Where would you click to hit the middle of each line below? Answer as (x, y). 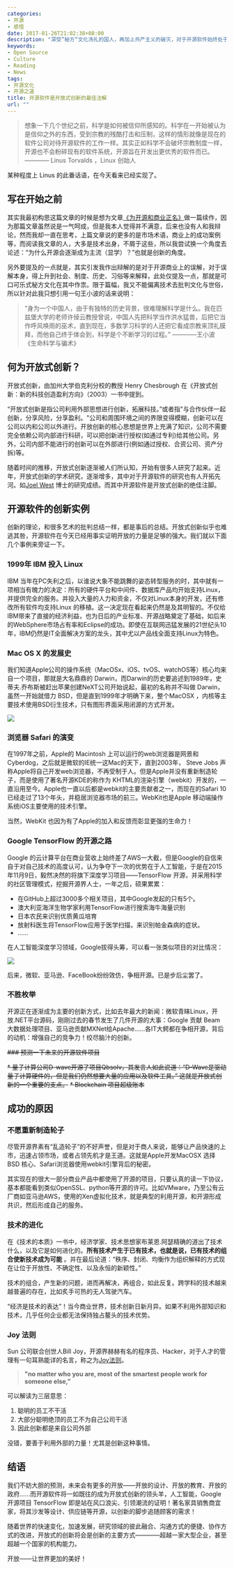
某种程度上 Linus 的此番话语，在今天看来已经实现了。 (84, 175)
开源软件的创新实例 (48, 509)
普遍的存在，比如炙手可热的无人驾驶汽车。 (74, 1291)
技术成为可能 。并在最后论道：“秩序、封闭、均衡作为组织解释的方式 (122, 1259)
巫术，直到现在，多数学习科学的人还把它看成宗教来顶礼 (140, 325)
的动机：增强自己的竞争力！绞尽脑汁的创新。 (71, 1037)
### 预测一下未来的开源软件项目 (54, 1052)
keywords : (22, 46)
